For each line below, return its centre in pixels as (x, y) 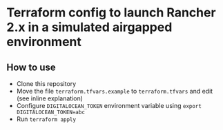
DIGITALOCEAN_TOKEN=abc (51, 112)
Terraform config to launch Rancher (111, 13)
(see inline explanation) (50, 98)
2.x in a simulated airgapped (89, 27)
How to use (31, 67)
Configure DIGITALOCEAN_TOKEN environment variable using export (109, 106)
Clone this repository (46, 84)
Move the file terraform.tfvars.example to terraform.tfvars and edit (115, 91)
